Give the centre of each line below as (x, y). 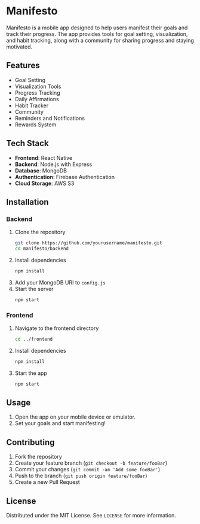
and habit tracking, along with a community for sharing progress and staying (100, 40)
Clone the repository (40, 232)
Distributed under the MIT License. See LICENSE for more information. (91, 516)
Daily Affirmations (37, 99)
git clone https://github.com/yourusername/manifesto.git (88, 243)
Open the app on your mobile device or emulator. (75, 417)
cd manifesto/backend (41, 249)
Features (23, 66)
